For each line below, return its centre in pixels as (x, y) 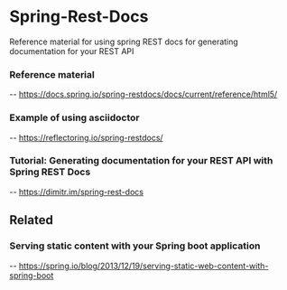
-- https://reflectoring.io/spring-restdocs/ (87, 137)
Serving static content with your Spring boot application (135, 246)
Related (32, 220)
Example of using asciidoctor (74, 117)
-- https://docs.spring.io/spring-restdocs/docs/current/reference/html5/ (143, 94)
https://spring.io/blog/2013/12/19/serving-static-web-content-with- (143, 266)
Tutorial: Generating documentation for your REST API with (141, 161)
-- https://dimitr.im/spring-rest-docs (77, 192)
